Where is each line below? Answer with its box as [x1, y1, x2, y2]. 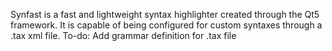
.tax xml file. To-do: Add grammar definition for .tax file [10, 30, 237, 41]
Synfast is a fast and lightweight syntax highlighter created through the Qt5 [10, 9, 320, 20]
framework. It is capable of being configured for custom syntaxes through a [10, 19, 323, 31]
